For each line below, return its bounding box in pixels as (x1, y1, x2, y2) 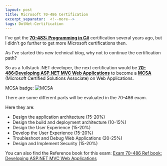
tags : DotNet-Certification (5, 21, 64, 26)
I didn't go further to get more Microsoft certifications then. (5, 40, 127, 46)
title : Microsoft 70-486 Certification (5, 12, 88, 17)
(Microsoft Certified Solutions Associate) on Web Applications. (5, 75, 134, 81)
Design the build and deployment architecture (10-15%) (12, 119, 126, 125)
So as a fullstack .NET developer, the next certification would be (5, 65, 137, 71)
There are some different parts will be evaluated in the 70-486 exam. (5, 95, 147, 101)
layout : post (5, 7, 32, 12)
